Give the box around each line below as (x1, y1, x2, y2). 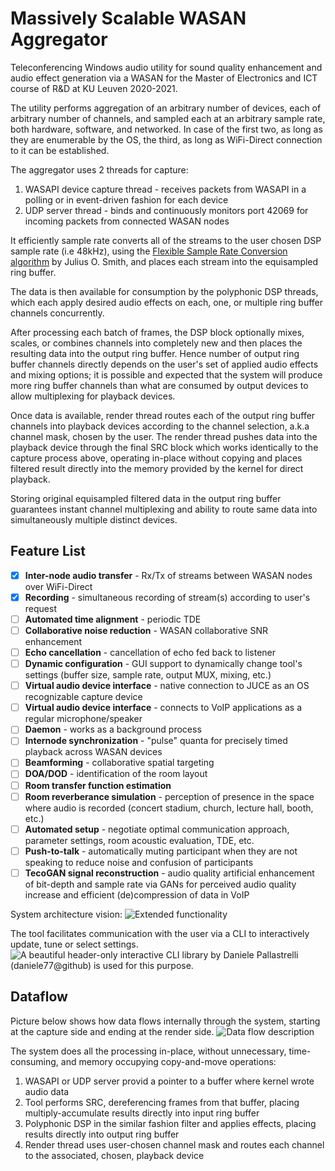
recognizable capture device (24, 691, 143, 703)
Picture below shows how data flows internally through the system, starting (10, 1015, 321, 1027)
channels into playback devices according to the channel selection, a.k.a (10, 420, 310, 432)
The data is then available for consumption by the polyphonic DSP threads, (10, 285, 319, 297)
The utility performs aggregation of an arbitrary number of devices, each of (10, 102, 322, 114)
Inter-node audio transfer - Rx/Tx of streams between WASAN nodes (24, 569, 313, 581)
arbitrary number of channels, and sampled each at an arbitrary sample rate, (10, 112, 326, 124)
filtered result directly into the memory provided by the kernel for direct (10, 462, 304, 474)
